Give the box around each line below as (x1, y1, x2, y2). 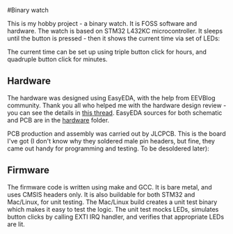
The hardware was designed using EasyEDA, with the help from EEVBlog (7, 93, 216, 102)
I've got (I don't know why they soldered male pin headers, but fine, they (7, 136, 216, 145)
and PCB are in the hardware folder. (7, 116, 110, 124)
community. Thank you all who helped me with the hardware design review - (7, 101, 227, 109)
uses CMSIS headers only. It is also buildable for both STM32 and (7, 190, 195, 198)
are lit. (7, 219, 26, 228)
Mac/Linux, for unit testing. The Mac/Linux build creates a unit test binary (7, 198, 218, 206)
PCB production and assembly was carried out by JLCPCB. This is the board (7, 129, 226, 138)
